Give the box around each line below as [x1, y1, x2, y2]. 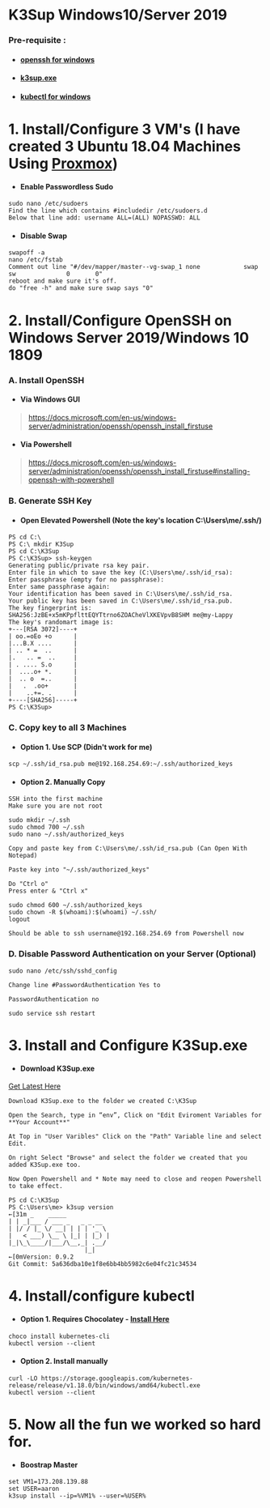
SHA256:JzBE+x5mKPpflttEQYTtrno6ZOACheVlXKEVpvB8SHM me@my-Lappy [8, 611, 233, 620]
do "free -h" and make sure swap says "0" [8, 284, 154, 292]
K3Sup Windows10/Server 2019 [8, 6, 228, 24]
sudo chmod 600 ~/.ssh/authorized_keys [8, 901, 143, 909]
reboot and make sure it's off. [8, 277, 117, 285]
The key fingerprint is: [8, 604, 92, 612]
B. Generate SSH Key [8, 495, 92, 506]
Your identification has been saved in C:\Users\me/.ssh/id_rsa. [8, 590, 233, 599]
